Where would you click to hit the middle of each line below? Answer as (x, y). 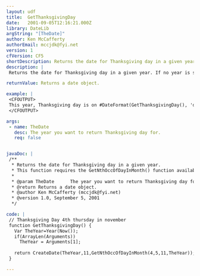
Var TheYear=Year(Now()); (46, 231)
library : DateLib (28, 28)
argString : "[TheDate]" (36, 34)
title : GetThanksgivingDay (41, 17)
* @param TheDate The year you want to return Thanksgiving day (99, 181)
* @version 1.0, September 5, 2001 (56, 198)
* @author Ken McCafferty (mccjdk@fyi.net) (66, 193)
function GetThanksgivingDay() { (50, 225)
